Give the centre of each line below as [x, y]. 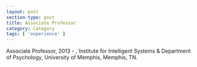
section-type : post [31, 17]
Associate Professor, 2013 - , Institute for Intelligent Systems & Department [99, 51]
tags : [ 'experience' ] [36, 34]
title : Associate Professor [41, 23]
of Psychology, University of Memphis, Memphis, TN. [72, 57]
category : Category [31, 28]
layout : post [22, 12]
